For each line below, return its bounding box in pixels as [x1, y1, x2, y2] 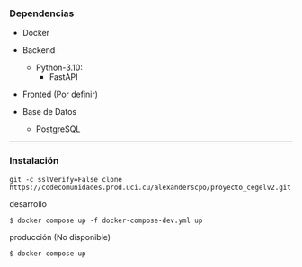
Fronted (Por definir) [22, 89, 99, 100]
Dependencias [9, 7, 75, 20]
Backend [22, 45, 56, 56]
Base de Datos [22, 107, 77, 117]
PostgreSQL [35, 124, 81, 134]
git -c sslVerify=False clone [9, 175, 123, 184]
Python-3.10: [35, 62, 84, 73]
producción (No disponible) [9, 231, 111, 242]
